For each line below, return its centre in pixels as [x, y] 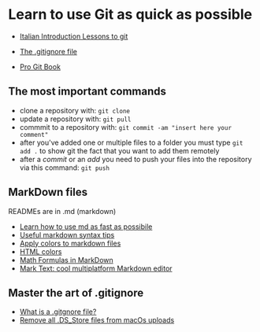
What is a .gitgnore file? [58, 312]
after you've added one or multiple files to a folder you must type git [131, 142]
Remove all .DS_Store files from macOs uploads [97, 320]
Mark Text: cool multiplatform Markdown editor [96, 268]
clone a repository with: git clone [74, 110]
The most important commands [87, 92]
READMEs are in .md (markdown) [62, 211]
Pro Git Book [40, 66]
